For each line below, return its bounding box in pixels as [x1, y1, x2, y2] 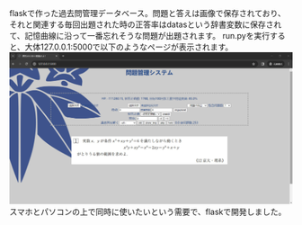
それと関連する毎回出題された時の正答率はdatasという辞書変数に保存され [9, 19, 282, 30]
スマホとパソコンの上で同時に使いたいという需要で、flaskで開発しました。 [9, 206, 287, 218]
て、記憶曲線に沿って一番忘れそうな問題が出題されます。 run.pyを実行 [9, 31, 271, 40]
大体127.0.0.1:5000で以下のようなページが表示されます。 [24, 41, 234, 52]
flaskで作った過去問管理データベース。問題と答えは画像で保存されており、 [9, 8, 286, 18]
